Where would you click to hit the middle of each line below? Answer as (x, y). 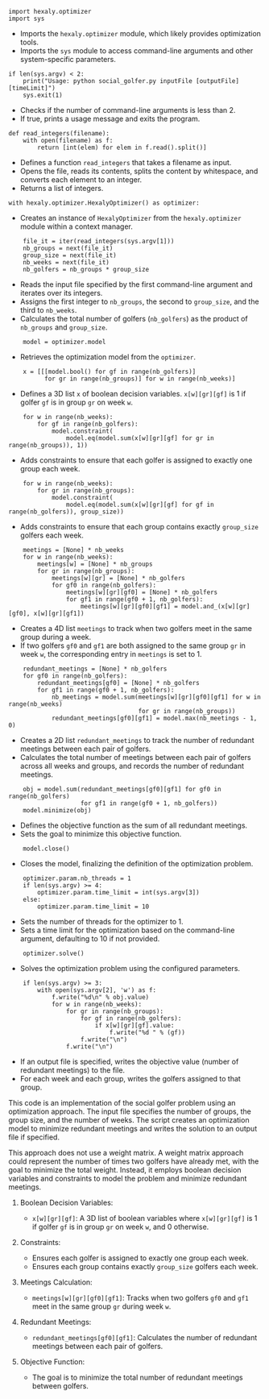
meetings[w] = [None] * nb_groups (95, 564)
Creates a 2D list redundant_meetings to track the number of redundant (137, 740)
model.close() (46, 849)
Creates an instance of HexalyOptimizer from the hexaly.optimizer (130, 218)
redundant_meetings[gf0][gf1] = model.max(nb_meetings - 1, (154, 718)
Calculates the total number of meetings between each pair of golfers (135, 757)
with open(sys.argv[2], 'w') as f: (97, 990)
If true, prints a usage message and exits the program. (110, 118)
